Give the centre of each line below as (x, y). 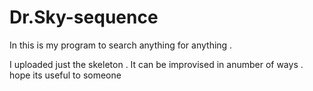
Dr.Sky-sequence (84, 17)
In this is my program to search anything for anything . (121, 45)
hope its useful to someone (65, 75)
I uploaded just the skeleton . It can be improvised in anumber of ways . (156, 64)
